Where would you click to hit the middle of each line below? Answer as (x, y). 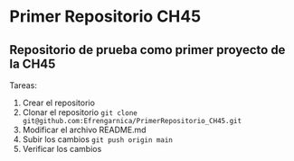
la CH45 (33, 63)
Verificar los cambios (62, 149)
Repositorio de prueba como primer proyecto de (147, 50)
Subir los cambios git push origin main (98, 139)
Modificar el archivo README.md (84, 130)
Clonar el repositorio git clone (80, 112)
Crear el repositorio (58, 103)
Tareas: (24, 85)
